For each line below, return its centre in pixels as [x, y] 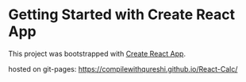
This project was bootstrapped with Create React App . [97, 53]
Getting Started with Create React [122, 15]
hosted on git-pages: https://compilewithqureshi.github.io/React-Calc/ [123, 68]
